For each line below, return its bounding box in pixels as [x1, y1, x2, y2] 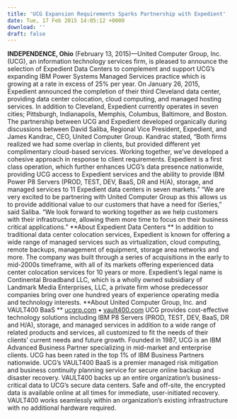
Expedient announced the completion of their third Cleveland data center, [7, 87, 221, 96]
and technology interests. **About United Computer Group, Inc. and [7, 298, 207, 307]
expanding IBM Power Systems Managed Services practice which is [7, 72, 206, 81]
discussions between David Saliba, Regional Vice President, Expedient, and [7, 125, 227, 133]
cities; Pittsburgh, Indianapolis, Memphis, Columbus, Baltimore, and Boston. [7, 110, 229, 118]
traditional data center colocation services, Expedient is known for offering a [7, 230, 231, 239]
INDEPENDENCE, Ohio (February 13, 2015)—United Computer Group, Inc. [7, 50, 221, 58]
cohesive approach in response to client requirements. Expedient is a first [7, 155, 222, 164]
